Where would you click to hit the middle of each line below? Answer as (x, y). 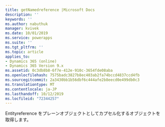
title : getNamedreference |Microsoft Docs (50, 10)
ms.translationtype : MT (30, 84)
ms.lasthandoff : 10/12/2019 (34, 94)
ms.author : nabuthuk (27, 24)
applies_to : (17, 56)
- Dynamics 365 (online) (31, 61)
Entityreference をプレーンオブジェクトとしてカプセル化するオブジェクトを (83, 113)
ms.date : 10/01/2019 (27, 33)
